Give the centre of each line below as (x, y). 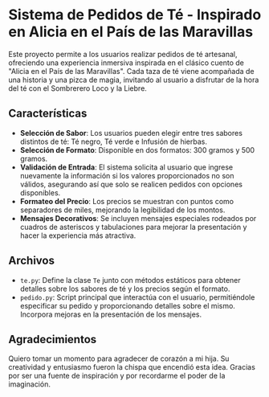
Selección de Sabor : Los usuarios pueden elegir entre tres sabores (131, 133)
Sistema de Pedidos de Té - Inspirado (135, 15)
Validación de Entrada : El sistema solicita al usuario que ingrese (126, 167)
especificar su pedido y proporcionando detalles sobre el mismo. (127, 305)
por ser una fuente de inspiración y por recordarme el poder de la (117, 376)
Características (48, 114)
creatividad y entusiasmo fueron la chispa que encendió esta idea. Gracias (132, 367)
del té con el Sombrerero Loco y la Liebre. (77, 88)
